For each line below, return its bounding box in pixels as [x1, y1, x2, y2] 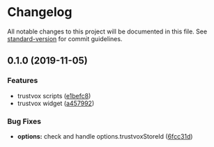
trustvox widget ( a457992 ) [17, 99, 95, 107]
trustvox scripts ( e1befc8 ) [17, 91, 91, 100]
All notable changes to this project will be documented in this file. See [7, 27, 208, 36]
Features [7, 76, 38, 86]
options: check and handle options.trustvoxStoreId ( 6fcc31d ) [17, 132, 193, 140]
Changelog [7, 4, 72, 20]
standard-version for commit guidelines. [7, 34, 123, 42]
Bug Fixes [7, 116, 42, 126]
